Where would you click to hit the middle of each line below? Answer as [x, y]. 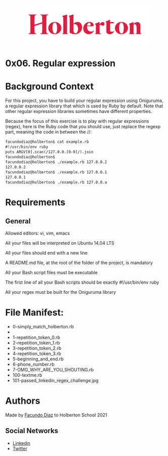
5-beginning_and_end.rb [38, 359]
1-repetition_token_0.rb [36, 337]
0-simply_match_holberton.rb [43, 327]
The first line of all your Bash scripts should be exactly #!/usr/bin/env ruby [82, 282]
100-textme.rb [27, 375]
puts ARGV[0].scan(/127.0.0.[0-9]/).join [49, 152]
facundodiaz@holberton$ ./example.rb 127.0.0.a [56, 182]
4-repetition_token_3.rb [37, 354]
